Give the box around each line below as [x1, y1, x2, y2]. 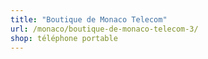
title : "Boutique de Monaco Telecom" [10, 14, 168, 25]
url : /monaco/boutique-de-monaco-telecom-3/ [10, 24, 199, 34]
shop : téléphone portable [10, 33, 118, 43]
